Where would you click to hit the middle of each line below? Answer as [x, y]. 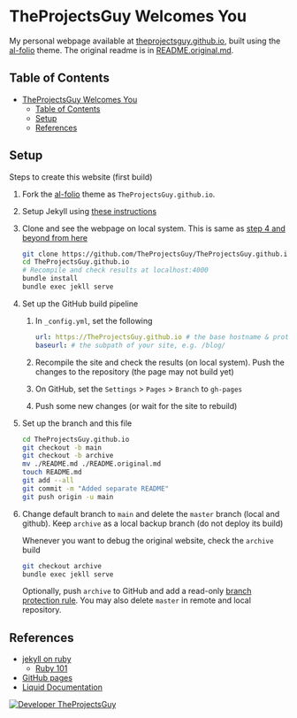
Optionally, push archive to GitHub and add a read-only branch [137, 591]
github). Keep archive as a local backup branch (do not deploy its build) [152, 523]
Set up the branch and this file [77, 423]
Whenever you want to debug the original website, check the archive [148, 540]
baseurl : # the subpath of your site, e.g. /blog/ [130, 345]
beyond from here [55, 237]
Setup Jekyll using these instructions [89, 211]
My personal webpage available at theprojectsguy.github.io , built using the [145, 41]
